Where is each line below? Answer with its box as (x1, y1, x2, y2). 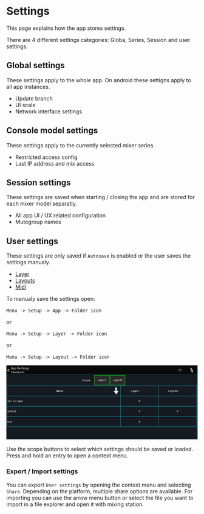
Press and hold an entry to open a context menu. (6, 452, 129, 459)
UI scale (15, 101, 36, 108)
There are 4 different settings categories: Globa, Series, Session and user (6, 36, 191, 43)
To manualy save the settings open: (6, 295, 95, 303)
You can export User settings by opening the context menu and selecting (6, 481, 191, 488)
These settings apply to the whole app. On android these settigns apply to (6, 76, 191, 83)
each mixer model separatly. (6, 200, 78, 208)
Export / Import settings (6, 467, 78, 476)
